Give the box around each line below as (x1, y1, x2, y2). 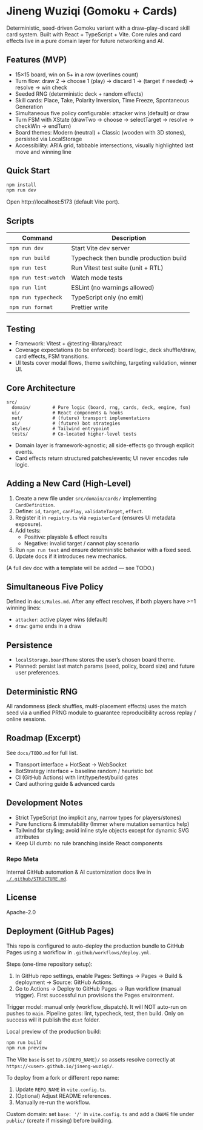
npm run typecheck (9, 294, 62, 301)
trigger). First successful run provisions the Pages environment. (15, 991, 175, 999)
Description (111, 234, 147, 242)
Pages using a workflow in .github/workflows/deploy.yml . (6, 948, 151, 956)
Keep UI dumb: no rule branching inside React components (15, 839, 163, 846)
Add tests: (15, 527, 41, 534)
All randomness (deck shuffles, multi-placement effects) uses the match (6, 703, 187, 710)
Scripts (6, 216, 35, 226)
